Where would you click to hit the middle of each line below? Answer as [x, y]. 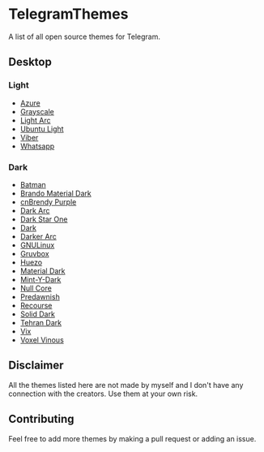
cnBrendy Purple [48, 202]
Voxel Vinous [42, 340]
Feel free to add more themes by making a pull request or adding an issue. [132, 438]
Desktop [30, 62]
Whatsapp [37, 146]
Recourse [36, 305]
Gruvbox [35, 253]
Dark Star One [44, 219]
